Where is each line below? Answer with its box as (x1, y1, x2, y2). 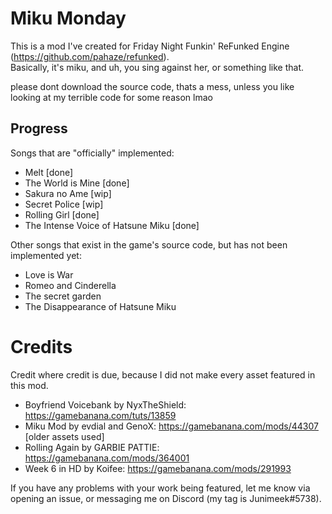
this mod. (10, 379, 49, 391)
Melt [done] (24, 166, 74, 178)
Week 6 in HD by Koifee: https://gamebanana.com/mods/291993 (24, 462, 292, 474)
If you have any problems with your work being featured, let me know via (10, 482, 311, 494)
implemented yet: (10, 249, 82, 261)
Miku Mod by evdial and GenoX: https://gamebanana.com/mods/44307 (24, 420, 319, 432)
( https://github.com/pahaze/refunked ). (10, 50, 170, 62)
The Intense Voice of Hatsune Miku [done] (24, 219, 200, 231)
